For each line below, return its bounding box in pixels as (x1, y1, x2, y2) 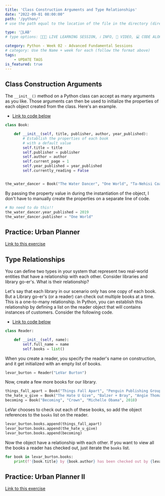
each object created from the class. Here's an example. (5, 104, 117, 109)
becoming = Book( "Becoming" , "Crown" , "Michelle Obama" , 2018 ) (5, 398, 137, 403)
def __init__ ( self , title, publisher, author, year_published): (14, 132, 148, 137)
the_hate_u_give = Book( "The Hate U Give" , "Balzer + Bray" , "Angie (5, 393, 148, 398)
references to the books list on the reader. (5, 412, 89, 418)
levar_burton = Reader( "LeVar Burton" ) (5, 370, 87, 375)
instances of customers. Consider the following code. (5, 309, 113, 316)
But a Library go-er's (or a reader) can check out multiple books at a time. (5, 294, 155, 300)
